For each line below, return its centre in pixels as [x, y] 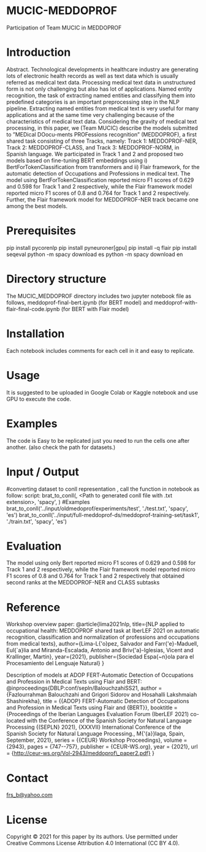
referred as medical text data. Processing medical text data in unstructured [101, 82]
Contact [27, 778]
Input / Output [43, 472]
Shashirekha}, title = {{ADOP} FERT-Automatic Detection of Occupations [98, 701]
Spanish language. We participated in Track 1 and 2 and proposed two [95, 154]
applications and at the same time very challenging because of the [90, 115]
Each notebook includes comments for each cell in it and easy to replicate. [101, 350]
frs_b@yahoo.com [30, 795]
